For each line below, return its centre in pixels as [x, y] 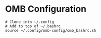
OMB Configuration [46, 9]
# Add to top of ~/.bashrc [33, 26]
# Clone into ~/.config [30, 22]
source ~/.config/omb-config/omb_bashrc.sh [51, 30]
